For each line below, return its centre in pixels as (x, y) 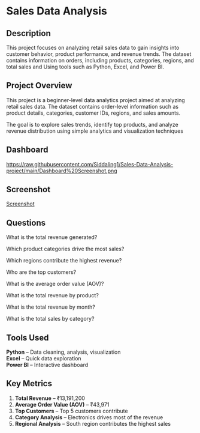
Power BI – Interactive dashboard (47, 365)
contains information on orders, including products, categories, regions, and (100, 60)
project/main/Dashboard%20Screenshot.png (62, 171)
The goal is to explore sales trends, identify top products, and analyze (92, 124)
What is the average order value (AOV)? (55, 284)
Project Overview (39, 86)
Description (28, 33)
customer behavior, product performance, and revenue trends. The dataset (99, 54)
